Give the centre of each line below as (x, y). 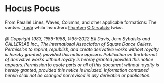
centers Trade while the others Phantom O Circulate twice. (64, 27)
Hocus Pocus (33, 9)
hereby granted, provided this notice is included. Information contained (77, 70)
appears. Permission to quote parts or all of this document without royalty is (82, 65)
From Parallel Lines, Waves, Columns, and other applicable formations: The (81, 22)
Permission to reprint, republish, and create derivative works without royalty (82, 49)
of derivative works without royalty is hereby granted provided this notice (79, 59)
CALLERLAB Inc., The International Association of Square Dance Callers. (79, 44)
